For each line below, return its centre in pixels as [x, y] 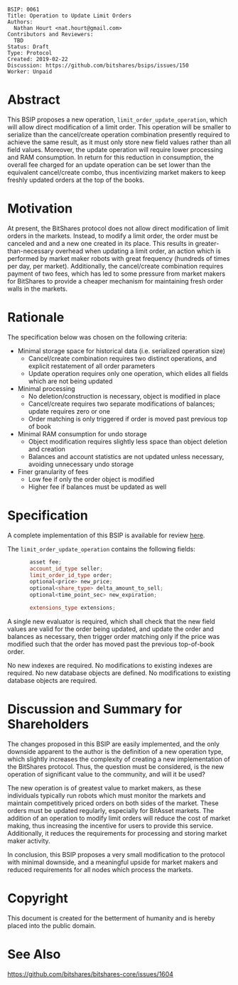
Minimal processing [47, 388]
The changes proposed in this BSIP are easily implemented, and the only [114, 744]
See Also [34, 954]
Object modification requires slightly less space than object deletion [128, 441]
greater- [207, 243]
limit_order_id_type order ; [71, 575]
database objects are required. [52, 680]
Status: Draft [28, 47]
